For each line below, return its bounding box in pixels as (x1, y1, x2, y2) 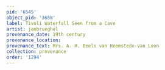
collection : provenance (6, 49, 67, 55)
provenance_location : (6, 37, 61, 43)
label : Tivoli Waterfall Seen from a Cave (6, 20, 116, 26)
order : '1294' (6, 54, 43, 60)
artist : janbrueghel (6, 26, 59, 32)
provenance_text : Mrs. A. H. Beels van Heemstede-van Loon (6, 43, 160, 49)
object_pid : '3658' (6, 15, 56, 21)
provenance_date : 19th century (6, 32, 86, 38)
